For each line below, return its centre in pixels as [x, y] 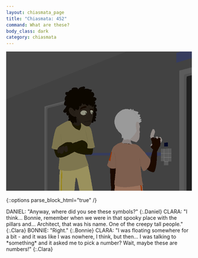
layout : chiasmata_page [35, 12]
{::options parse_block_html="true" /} [52, 200]
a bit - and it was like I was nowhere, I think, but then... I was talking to [91, 237]
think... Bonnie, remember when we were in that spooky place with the [92, 218]
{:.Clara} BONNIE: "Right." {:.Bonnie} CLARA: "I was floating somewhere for [97, 230]
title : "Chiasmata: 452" [37, 19]
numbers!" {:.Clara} [29, 249]
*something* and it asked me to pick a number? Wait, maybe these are [92, 243]
